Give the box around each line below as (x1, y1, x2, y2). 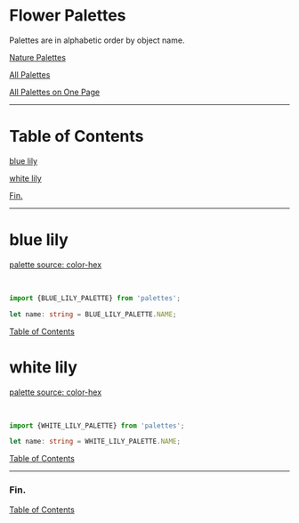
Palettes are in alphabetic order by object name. (9, 35, 185, 45)
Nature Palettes (9, 52, 67, 62)
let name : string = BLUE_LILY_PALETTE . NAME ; (9, 309, 177, 319)
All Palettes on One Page (9, 86, 101, 97)
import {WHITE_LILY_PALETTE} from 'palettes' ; (9, 421, 185, 430)
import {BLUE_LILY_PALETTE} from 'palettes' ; (9, 293, 181, 303)
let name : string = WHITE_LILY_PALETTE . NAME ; (9, 437, 181, 446)
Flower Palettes (9, 5, 126, 26)
